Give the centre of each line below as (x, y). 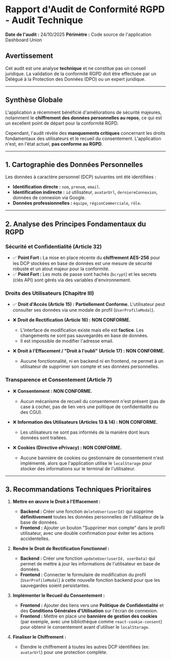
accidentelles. (35, 539)
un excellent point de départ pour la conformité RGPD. (62, 123)
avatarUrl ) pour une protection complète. (64, 652)
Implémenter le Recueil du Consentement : (59, 596)
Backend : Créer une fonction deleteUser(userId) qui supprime (87, 511)
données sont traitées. (44, 437)
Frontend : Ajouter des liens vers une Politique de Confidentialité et (92, 605)
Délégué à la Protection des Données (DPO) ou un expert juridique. (76, 79)
